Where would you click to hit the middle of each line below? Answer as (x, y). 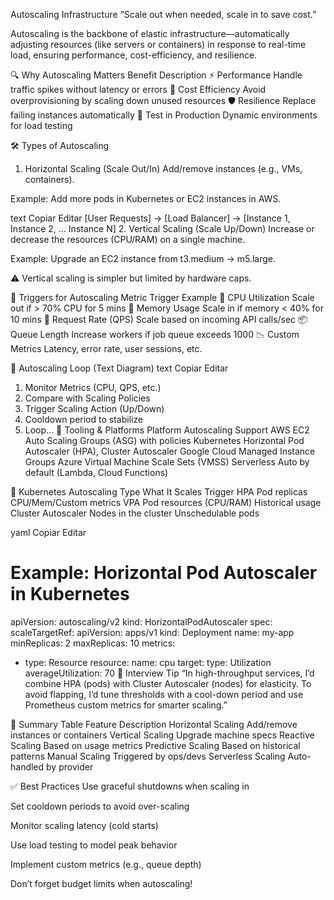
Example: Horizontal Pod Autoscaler (164, 573)
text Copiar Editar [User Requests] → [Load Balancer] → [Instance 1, (150, 218)
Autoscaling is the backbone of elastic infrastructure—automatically (150, 33)
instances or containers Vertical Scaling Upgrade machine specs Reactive (162, 735)
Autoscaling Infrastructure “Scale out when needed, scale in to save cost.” (163, 14)
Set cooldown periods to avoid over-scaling (100, 806)
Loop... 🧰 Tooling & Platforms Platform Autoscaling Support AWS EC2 (167, 430)
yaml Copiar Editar (48, 532)
